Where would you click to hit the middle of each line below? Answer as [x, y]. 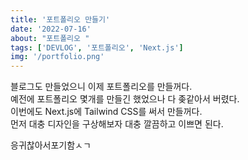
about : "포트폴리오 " [50, 38]
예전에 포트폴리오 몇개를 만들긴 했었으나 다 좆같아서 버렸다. [125, 99]
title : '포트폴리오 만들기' [60, 19]
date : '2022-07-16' [51, 29]
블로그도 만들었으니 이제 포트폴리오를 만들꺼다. [101, 87]
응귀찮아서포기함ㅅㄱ [51, 145]
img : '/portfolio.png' [57, 57]
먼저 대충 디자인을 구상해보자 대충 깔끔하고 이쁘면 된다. [117, 124]
